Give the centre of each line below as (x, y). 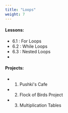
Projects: (14, 68)
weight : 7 (15, 14)
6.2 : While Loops (30, 46)
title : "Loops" (21, 10)
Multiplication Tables (40, 105)
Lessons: (15, 30)
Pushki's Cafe (34, 84)
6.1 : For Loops (27, 41)
